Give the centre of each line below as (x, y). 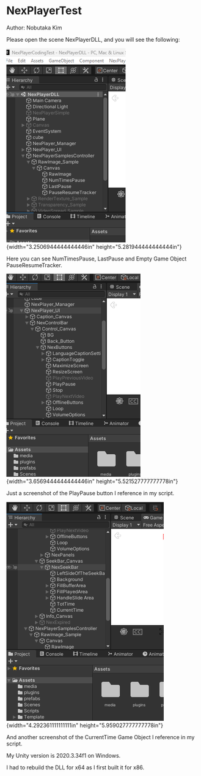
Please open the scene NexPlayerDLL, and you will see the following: (93, 39)
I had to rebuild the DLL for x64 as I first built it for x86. (75, 767)
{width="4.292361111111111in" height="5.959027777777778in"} (85, 725)
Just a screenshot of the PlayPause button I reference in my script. (90, 493)
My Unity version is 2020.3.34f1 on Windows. (64, 755)
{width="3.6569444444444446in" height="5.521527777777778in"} (92, 481)
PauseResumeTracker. (34, 265)
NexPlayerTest (44, 11)
